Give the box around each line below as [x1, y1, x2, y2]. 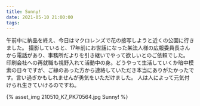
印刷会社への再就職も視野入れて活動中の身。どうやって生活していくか [6, 59, 179, 66]
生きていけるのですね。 [21, 82, 79, 89]
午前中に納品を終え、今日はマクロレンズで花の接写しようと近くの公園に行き [6, 37, 195, 44]
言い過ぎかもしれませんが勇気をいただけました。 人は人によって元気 [16, 74, 184, 81]
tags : [6, 20, 20, 26]
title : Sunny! [6, 8, 42, 15]
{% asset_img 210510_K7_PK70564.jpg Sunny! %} [6, 93, 128, 101]
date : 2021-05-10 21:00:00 [6, 14, 73, 20]
